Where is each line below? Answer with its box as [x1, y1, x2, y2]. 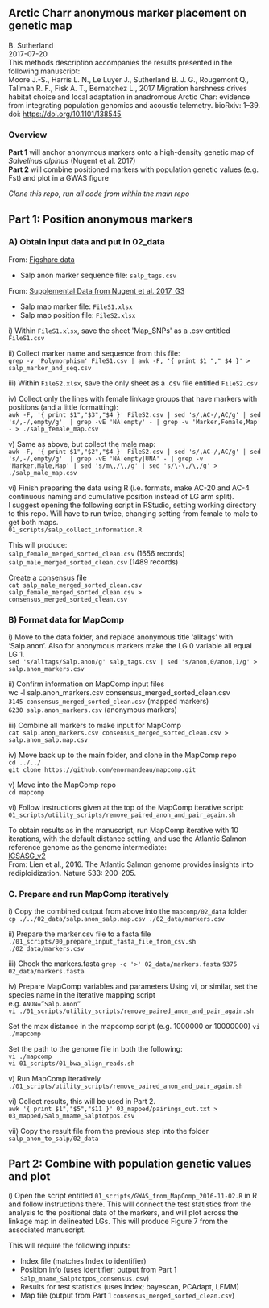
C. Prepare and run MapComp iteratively [8, 889, 169, 900]
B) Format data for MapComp [8, 614, 125, 625]
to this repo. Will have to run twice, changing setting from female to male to [8, 508, 258, 519]
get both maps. [8, 517, 59, 527]
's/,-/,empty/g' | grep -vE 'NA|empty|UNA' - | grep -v [8, 455, 204, 463]
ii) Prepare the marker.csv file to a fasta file [8, 929, 151, 939]
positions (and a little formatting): [8, 402, 119, 412]
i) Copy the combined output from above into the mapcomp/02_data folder [8, 906, 248, 916]
